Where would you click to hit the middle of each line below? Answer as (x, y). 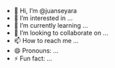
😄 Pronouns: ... (36, 51)
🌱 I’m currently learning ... (51, 25)
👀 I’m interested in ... (43, 18)
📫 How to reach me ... (46, 41)
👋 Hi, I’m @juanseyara (45, 11)
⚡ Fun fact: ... (33, 58)
